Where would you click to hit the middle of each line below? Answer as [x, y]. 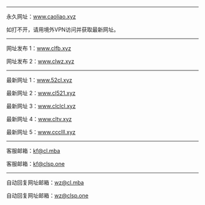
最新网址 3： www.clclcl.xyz [41, 106]
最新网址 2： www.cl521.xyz [41, 93]
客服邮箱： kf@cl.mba [33, 151]
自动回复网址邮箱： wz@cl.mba [45, 182]
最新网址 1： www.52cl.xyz [39, 80]
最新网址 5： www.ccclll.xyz [41, 132]
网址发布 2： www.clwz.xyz [40, 61]
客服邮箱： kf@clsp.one [36, 164]
